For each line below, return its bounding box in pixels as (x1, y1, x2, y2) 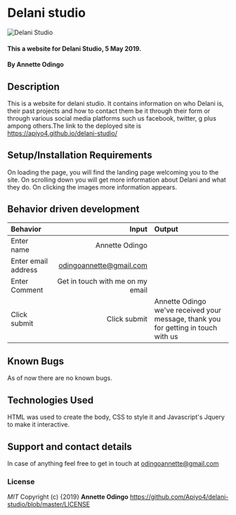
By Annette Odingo (7, 60, 65, 69)
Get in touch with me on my (57, 276, 147, 286)
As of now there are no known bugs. (7, 374, 112, 382)
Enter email (11, 256, 48, 266)
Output (154, 224, 178, 234)
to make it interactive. (7, 420, 70, 429)
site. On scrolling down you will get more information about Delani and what (7, 175, 226, 184)
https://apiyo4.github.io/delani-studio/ (7, 128, 118, 138)
